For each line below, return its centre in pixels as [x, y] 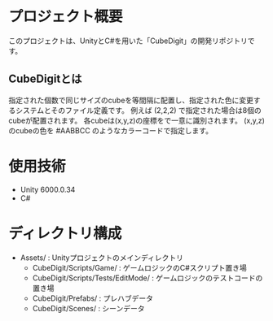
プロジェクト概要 [66, 17]
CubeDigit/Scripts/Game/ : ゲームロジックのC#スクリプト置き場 [139, 267]
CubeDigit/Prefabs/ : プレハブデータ [92, 298]
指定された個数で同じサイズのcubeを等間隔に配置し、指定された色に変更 [131, 100]
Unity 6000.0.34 [48, 189]
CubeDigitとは [45, 79]
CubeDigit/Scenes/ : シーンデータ [88, 308]
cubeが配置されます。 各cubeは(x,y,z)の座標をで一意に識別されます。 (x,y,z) [136, 120]
